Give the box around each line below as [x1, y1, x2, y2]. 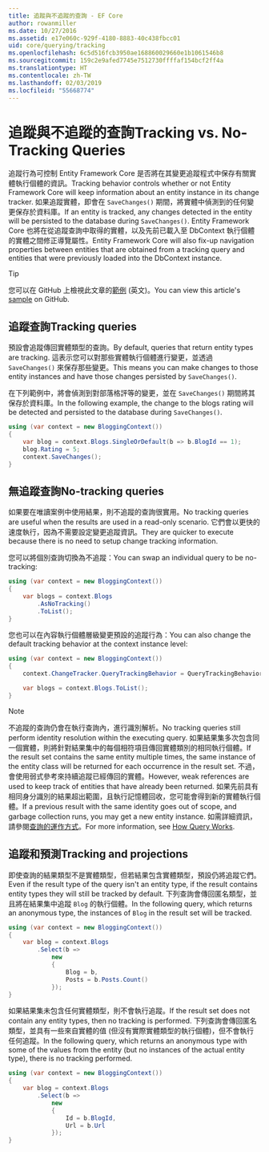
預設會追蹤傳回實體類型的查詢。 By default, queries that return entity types [8, 343, 254, 352]
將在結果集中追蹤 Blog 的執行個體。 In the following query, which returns [14, 898, 253, 908]
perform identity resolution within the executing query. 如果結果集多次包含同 [8, 732, 260, 743]
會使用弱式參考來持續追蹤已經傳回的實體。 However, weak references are [8, 771, 250, 781]
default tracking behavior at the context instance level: [8, 639, 188, 649]
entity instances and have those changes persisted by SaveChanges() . [8, 372, 238, 381]
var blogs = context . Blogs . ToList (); [22, 684, 149, 693]
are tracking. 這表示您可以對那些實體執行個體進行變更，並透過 [8, 352, 214, 362]
